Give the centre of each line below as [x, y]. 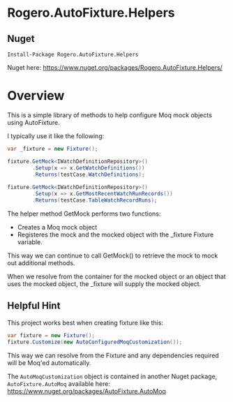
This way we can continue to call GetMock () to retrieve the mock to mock [113, 255]
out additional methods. [41, 262]
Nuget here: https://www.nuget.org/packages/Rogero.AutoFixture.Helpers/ [115, 67]
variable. [30, 241]
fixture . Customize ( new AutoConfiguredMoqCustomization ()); [95, 342]
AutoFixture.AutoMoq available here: [59, 384]
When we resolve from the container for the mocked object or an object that [116, 276]
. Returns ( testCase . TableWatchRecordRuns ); [95, 200]
